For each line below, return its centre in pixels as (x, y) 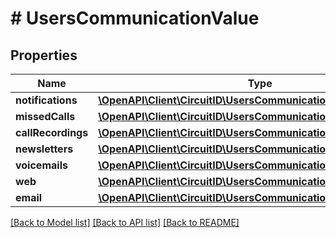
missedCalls (45, 116)
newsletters (44, 149)
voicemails (41, 165)
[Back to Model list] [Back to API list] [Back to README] (125, 222)
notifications (46, 100)
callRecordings (52, 132)
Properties (44, 55)
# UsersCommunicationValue (135, 18)
